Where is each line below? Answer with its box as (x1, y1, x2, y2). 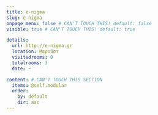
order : (12, 88, 29, 94)
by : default (17, 94, 48, 100)
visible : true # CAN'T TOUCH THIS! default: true (6, 26, 136, 32)
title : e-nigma (6, 9, 45, 15)
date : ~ (12, 65, 32, 72)
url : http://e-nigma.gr (12, 43, 72, 49)
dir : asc (17, 99, 40, 106)
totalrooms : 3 (12, 59, 48, 66)
